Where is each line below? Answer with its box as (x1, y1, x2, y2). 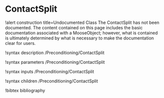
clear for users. (5, 40, 36, 46)
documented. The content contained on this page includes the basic (5, 24, 143, 30)
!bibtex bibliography (5, 87, 46, 93)
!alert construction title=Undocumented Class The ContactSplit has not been (5, 20, 160, 25)
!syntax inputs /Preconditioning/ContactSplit (5, 68, 94, 74)
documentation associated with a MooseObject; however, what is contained (5, 30, 158, 36)
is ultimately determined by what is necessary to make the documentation (5, 35, 154, 41)
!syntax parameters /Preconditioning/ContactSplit (5, 59, 105, 65)
